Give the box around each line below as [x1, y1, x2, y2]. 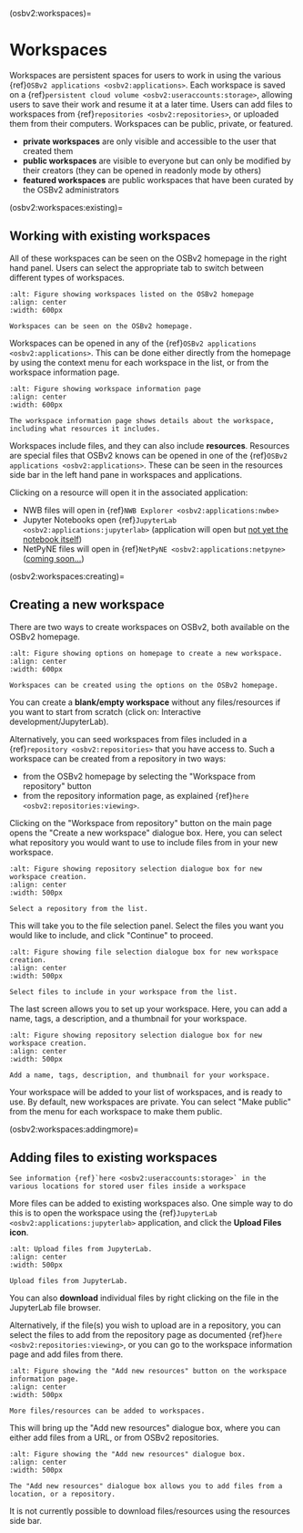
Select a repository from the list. [9, 904, 148, 913]
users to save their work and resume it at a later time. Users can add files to [9, 98, 293, 109]
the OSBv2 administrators [22, 184, 120, 195]
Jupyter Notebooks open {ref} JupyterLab [22, 514, 177, 525]
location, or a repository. [9, 1490, 116, 1499]
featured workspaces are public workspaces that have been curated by [22, 174, 294, 185]
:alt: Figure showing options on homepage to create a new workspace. [9, 648, 283, 658]
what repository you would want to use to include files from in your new [9, 836, 278, 847]
